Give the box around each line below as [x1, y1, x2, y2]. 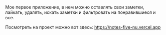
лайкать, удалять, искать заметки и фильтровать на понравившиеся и [5, 9, 156, 15]
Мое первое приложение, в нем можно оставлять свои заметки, [5, 4, 144, 10]
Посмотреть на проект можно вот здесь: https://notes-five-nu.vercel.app [5, 24, 161, 30]
